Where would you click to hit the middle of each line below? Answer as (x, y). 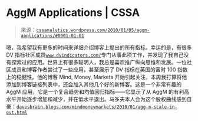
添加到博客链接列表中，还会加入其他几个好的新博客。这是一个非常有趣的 (94, 84)
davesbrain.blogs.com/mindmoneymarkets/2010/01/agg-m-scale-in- (97, 107)
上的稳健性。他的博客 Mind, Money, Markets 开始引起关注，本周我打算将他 (97, 77)
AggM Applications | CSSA (73, 13)
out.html (17, 112)
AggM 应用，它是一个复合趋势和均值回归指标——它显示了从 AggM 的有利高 (98, 91)
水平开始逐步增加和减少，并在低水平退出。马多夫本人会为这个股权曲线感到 (96, 99)
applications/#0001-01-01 (52, 35)
